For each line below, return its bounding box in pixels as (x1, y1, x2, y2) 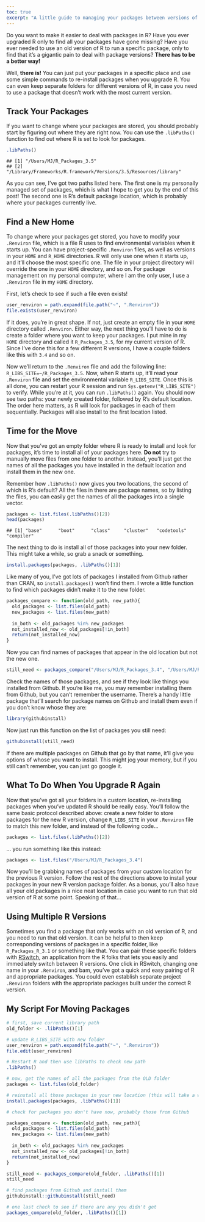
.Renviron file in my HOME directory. (6, 278, 93, 286)
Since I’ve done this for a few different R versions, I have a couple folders (6, 344, 190, 351)
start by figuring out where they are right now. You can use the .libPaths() (6, 129, 195, 136)
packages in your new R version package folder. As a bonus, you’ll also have (6, 881, 199, 888)
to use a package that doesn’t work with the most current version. (6, 88, 172, 96)
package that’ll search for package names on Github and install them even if (6, 697, 198, 705)
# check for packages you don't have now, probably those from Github (6, 1109, 190, 1115)
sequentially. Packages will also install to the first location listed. (6, 408, 168, 415)
